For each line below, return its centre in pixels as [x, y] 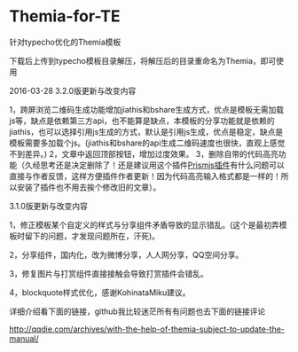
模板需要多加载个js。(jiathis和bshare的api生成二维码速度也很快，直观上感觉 [147, 143]
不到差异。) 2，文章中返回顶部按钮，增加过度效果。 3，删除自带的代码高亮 [144, 153]
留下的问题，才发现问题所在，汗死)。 [92, 236]
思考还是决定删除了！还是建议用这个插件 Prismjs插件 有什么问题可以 [162, 165]
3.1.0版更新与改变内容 [49, 206]
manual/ [24, 338]
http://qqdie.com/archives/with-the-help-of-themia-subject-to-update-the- [147, 329]
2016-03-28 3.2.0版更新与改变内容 [73, 90]
